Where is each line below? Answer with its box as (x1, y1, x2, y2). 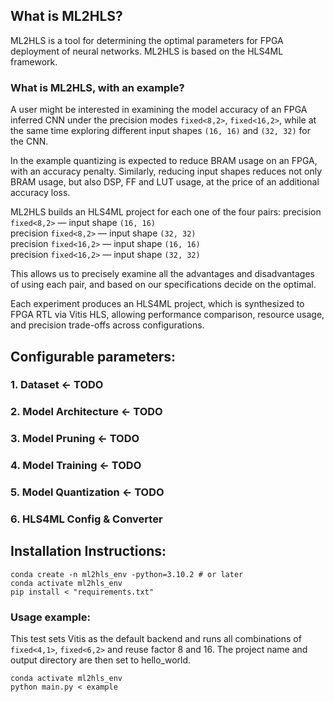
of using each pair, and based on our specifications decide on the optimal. (10, 279, 317, 291)
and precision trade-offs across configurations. (10, 319, 205, 331)
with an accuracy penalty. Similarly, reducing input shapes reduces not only (10, 165, 323, 178)
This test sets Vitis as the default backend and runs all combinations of (10, 633, 302, 645)
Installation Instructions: (10, 543, 167, 560)
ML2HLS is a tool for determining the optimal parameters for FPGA (10, 34, 284, 46)
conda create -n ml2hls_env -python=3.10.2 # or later (10, 569, 244, 579)
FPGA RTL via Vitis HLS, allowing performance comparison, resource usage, (10, 309, 325, 321)
